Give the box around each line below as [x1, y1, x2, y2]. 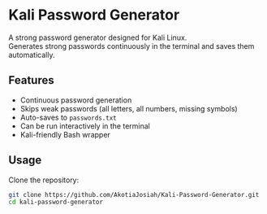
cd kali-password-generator [8, 198, 104, 207]
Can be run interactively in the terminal [19, 120, 150, 131]
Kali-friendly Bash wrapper [19, 129, 111, 139]
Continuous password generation [19, 95, 132, 105]
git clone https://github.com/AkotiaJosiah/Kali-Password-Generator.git [8, 190, 260, 199]
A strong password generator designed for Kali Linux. [8, 33, 187, 42]
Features [8, 73, 54, 87]
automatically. [8, 50, 55, 59]
